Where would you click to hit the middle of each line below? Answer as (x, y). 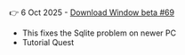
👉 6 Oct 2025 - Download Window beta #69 (92, 12)
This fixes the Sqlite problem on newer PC (99, 33)
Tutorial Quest (48, 42)
